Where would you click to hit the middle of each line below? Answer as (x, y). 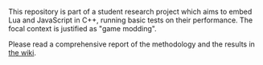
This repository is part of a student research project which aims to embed (130, 12)
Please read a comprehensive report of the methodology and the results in (132, 44)
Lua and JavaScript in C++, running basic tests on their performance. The (131, 20)
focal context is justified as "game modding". (82, 28)
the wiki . (22, 53)
